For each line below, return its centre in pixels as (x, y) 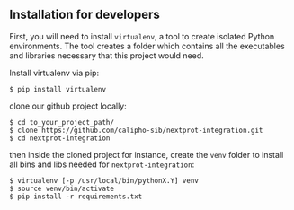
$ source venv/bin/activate (62, 188)
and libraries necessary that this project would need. (107, 55)
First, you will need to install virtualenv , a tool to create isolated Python (142, 36)
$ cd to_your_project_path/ (62, 122)
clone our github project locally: (68, 106)
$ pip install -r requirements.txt (76, 197)
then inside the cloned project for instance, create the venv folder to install (147, 154)
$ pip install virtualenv (58, 89)
